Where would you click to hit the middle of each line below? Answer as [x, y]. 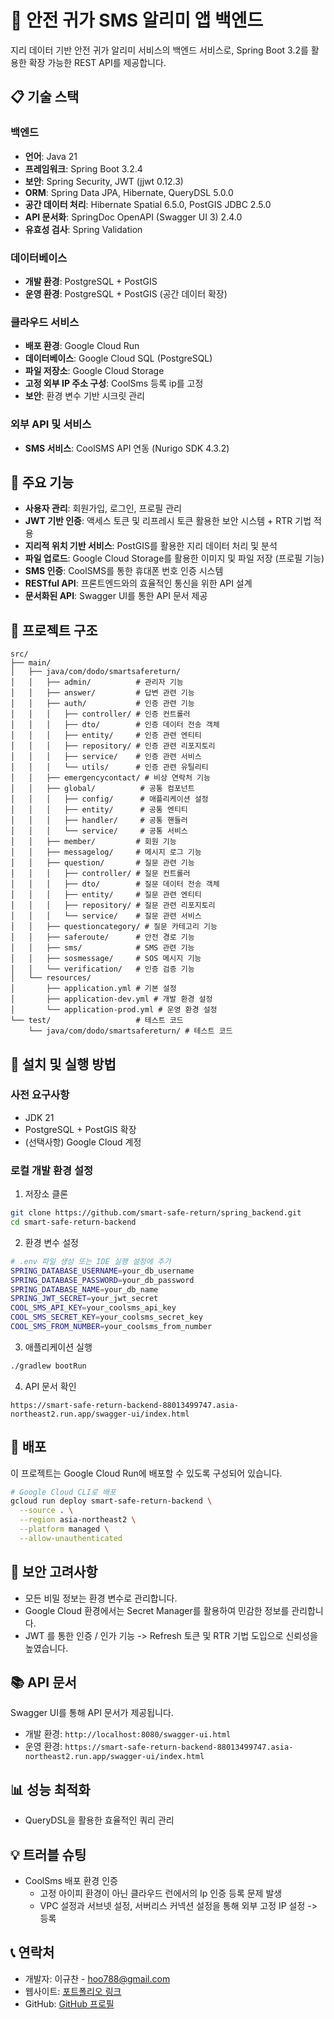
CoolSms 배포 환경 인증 [71, 1881]
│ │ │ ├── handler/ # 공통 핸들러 [99, 821]
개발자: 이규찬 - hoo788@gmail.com [97, 1978]
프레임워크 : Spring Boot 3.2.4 [83, 168]
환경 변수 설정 [51, 1242]
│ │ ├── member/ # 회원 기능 [93, 842]
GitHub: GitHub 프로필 [69, 2003]
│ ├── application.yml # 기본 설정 [93, 989]
